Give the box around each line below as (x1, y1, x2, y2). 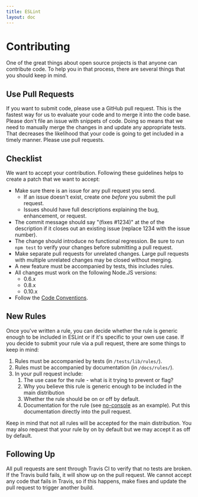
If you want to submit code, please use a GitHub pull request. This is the (6, 105, 181, 112)
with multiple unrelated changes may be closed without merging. (14, 256, 173, 264)
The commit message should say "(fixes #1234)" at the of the (14, 219, 165, 226)
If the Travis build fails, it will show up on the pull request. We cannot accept (6, 471, 192, 478)
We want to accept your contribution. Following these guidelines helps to (6, 170, 184, 177)
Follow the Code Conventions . (14, 294, 89, 301)
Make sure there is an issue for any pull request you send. (14, 187, 156, 195)
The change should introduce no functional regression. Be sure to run (14, 238, 184, 245)
